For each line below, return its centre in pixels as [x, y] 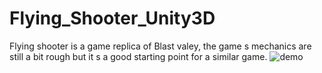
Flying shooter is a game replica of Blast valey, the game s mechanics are [160, 46]
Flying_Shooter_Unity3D [112, 18]
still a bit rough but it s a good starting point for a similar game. [138, 56]
